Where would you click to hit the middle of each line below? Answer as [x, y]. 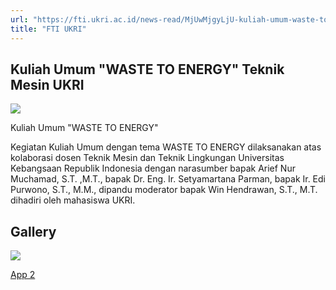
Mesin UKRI [47, 84]
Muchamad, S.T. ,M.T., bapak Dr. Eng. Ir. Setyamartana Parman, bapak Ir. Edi [168, 179]
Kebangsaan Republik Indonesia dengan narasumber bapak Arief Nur [153, 168]
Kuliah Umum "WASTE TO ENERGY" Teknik [147, 69]
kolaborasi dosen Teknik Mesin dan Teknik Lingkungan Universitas [147, 158]
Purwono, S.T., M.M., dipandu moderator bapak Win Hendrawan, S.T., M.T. [164, 190]
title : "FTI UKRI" [48, 29]
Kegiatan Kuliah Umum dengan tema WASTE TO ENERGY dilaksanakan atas [166, 147]
